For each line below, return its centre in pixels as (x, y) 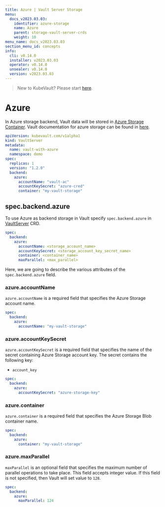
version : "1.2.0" (27, 168)
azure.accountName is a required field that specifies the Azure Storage (76, 298)
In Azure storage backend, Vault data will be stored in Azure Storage (75, 121)
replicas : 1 (22, 163)
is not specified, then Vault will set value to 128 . (53, 478)
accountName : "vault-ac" (44, 182)
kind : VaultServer (24, 140)
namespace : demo (26, 154)
